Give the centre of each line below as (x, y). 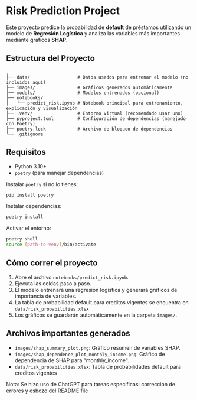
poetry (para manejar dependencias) (59, 173)
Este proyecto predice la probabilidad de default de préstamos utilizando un (99, 27)
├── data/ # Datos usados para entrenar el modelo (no (97, 77)
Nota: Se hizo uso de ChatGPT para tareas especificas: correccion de (91, 384)
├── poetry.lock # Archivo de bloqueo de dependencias (89, 129)
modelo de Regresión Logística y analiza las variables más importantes (93, 33)
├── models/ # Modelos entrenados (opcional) (83, 93)
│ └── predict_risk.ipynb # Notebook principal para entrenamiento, (95, 103)
